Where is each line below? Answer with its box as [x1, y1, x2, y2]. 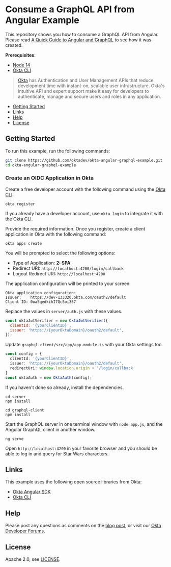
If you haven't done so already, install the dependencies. [5, 384, 124, 391]
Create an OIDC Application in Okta [5, 174, 94, 182]
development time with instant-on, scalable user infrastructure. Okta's [17, 83, 165, 89]
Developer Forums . [5, 528, 45, 534]
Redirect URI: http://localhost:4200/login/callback [12, 265, 124, 271]
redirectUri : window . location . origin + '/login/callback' [10, 366, 136, 371]
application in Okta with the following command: [5, 231, 106, 237]
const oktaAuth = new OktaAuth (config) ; [5, 375, 93, 380]
